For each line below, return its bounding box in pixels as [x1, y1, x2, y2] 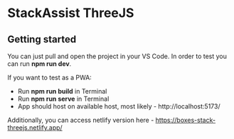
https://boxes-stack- [155, 116, 216, 124]
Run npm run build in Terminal [17, 87, 107, 95]
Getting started [7, 33, 77, 45]
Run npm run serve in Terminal [17, 94, 110, 103]
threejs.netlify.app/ [7, 123, 63, 132]
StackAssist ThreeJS [7, 5, 134, 21]
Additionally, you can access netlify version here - [7, 116, 154, 124]
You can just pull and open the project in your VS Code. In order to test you [7, 52, 228, 60]
